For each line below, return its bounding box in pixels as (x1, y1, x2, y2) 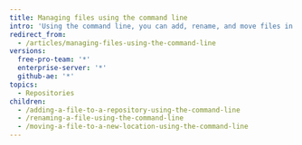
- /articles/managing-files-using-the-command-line (17, 38, 217, 48)
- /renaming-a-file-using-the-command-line (17, 113, 184, 122)
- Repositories (17, 88, 75, 97)
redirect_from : (9, 30, 67, 39)
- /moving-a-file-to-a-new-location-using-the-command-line (17, 122, 249, 131)
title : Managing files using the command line (9, 13, 188, 23)
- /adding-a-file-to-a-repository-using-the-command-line (17, 105, 241, 114)
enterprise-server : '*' (17, 64, 107, 73)
